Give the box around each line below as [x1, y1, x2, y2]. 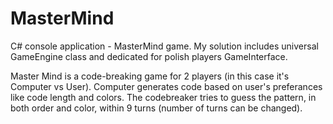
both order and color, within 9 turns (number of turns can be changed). [10, 102, 303, 114]
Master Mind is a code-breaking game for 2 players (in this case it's [10, 70, 290, 82]
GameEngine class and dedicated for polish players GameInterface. [10, 50, 288, 62]
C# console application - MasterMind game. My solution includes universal [10, 40, 319, 52]
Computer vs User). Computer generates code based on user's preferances [10, 80, 323, 92]
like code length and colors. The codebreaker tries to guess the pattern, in [10, 91, 317, 103]
